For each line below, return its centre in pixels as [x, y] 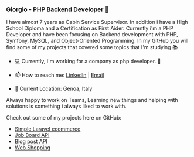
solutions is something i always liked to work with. [67, 106]
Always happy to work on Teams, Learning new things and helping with [92, 100]
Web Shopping [33, 148]
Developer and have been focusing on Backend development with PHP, [92, 35]
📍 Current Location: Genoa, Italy [53, 89]
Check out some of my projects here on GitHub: [64, 118]
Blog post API [31, 141]
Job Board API [32, 135]
